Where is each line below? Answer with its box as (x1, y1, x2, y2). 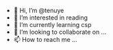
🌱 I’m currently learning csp (13, 21, 92, 28)
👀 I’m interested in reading (13, 14, 88, 22)
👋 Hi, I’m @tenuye (13, 7, 64, 14)
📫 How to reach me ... (13, 36, 77, 43)
